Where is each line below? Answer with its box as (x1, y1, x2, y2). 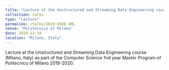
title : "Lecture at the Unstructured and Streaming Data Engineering (5, 7, 154, 13)
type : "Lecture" (5, 17, 39, 22)
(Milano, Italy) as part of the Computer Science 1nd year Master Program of (5, 54, 161, 60)
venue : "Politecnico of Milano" (5, 26, 73, 31)
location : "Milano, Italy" (5, 36, 62, 41)
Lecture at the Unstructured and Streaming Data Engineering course (5, 49, 147, 55)
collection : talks (5, 12, 44, 17)
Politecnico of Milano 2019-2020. (5, 60, 74, 66)
